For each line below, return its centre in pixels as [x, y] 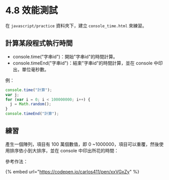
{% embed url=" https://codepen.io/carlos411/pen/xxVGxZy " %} [72, 171]
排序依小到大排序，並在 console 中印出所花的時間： [64, 150]
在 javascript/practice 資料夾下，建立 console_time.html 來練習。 [76, 26]
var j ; [12, 95]
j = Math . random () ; [31, 104]
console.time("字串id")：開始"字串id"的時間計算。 [65, 56]
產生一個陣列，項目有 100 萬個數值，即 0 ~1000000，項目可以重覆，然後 [82, 144]
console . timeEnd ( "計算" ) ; [32, 114]
